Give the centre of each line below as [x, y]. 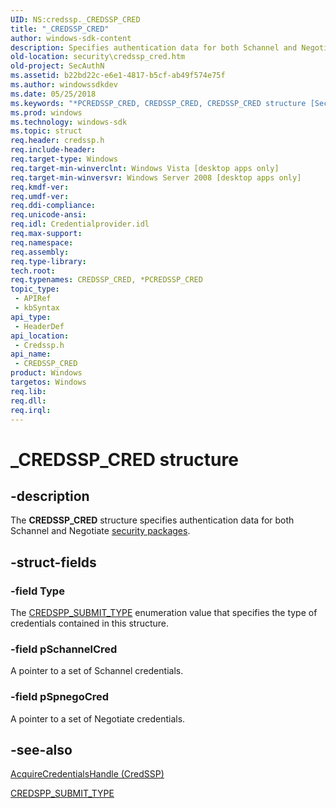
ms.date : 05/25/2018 [53, 94]
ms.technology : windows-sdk [69, 122]
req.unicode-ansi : [48, 215]
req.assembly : [40, 252]
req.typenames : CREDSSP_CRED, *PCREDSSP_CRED [106, 280]
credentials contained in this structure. [90, 623]
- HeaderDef [39, 326]
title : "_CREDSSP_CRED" [60, 29]
